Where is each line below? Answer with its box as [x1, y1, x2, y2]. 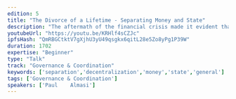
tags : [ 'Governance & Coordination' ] [7, 75, 118, 82]
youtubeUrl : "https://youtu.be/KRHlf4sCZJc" [7, 29, 140, 37]
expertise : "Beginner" [7, 49, 74, 56]
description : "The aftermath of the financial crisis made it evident [7, 23, 218, 30]
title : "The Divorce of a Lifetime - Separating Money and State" [7, 17, 206, 24]
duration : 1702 [7, 43, 52, 49]
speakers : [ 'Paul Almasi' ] [7, 82, 96, 89]
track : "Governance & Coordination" [7, 62, 114, 69]
